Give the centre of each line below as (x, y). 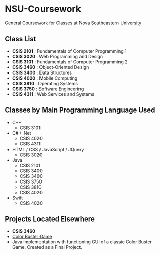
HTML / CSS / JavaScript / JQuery (48, 149)
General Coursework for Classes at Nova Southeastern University (73, 23)
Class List (21, 39)
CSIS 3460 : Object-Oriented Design (50, 67)
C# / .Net (22, 133)
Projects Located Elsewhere (50, 219)
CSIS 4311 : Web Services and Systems (53, 94)
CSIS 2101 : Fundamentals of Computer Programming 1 (69, 51)
